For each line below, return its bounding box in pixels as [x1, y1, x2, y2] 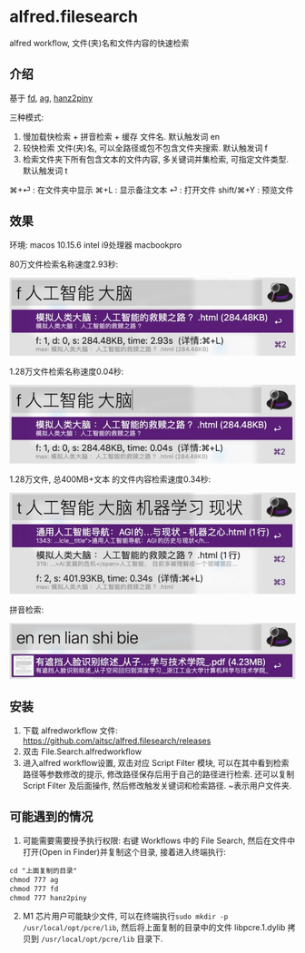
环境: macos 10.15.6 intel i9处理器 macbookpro [9, 239, 182, 251]
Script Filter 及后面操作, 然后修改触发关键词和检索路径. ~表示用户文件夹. [22, 780, 292, 791]
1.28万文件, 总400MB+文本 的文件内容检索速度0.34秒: [9, 474, 212, 485]
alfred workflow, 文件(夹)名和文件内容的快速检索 [9, 37, 190, 48]
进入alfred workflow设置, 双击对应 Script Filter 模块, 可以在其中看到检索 [22, 757, 290, 768]
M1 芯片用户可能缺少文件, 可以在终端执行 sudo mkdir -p [22, 910, 229, 921]
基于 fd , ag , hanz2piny [9, 93, 93, 103]
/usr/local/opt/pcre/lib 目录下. [40, 933, 163, 944]
